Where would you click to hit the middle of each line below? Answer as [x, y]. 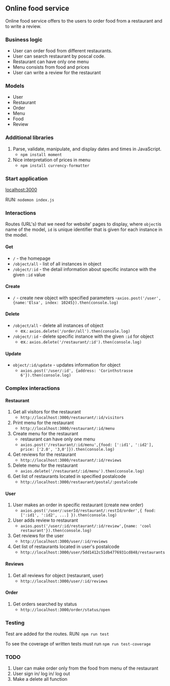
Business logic [24, 40]
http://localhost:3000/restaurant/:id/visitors [72, 418]
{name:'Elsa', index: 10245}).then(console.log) [66, 302]
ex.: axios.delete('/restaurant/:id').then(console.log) [81, 341]
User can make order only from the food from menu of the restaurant [86, 668]
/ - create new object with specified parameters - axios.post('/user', [87, 298]
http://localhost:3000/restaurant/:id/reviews [71, 461]
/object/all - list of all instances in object [57, 263]
